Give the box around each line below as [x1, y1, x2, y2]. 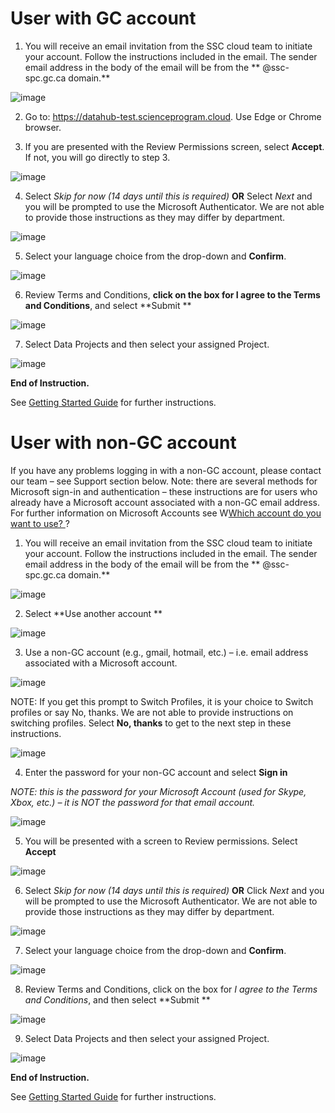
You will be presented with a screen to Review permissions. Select [24, 835, 298, 847]
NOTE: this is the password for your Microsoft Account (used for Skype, [10, 785, 307, 797]
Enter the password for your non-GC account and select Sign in [24, 766, 288, 778]
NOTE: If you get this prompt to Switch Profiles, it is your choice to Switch [10, 695, 314, 707]
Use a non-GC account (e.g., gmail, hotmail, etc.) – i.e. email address [24, 646, 309, 658]
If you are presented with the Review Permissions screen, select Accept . [24, 140, 325, 152]
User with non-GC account [10, 432, 237, 454]
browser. [24, 121, 62, 133]
